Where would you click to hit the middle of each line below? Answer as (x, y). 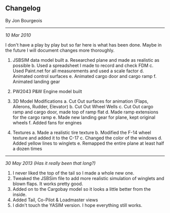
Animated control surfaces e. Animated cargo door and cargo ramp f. (84, 76)
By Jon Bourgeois (24, 20)
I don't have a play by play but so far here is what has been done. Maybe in (83, 45)
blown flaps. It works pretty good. (48, 184)
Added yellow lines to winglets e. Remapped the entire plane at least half (88, 143)
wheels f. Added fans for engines (47, 122)
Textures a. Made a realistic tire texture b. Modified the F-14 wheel (82, 132)
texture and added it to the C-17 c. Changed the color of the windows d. (88, 138)
